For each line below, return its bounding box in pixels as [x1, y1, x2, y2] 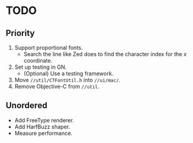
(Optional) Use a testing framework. [23, 70, 114, 77]
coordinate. [23, 57, 53, 64]
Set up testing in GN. [14, 63, 67, 71]
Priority [5, 28, 35, 38]
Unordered [5, 100, 47, 111]
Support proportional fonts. [14, 44, 83, 51]
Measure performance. [14, 129, 72, 137]
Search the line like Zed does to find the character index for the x [23, 51, 187, 58]
